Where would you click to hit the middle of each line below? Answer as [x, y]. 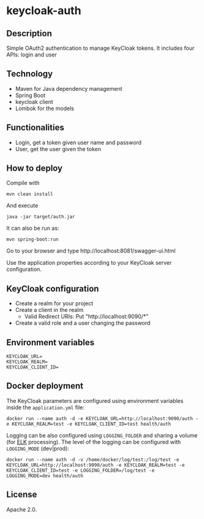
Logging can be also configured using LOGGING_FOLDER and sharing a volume [102, 435]
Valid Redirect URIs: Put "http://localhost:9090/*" [86, 316]
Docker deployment [45, 386]
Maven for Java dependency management [69, 88]
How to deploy [35, 169]
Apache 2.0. [22, 509]
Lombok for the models [45, 108]
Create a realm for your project [54, 303]
